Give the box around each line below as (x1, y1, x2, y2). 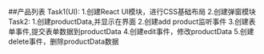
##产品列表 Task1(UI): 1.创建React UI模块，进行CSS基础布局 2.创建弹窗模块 (8, 7, 256, 16)
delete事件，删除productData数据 (8, 37, 119, 46)
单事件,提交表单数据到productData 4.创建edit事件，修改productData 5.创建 (8, 27, 254, 36)
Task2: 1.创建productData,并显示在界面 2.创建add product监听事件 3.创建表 (8, 17, 256, 26)
